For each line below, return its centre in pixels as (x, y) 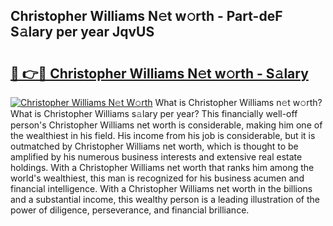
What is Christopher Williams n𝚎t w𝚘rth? (238, 102)
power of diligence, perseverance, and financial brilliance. (130, 210)
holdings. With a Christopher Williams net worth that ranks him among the (162, 167)
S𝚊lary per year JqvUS (82, 32)
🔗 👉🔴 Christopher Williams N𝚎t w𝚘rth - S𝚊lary (159, 73)
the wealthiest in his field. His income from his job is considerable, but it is (163, 135)
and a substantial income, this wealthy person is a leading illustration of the (165, 199)
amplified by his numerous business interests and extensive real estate (156, 157)
